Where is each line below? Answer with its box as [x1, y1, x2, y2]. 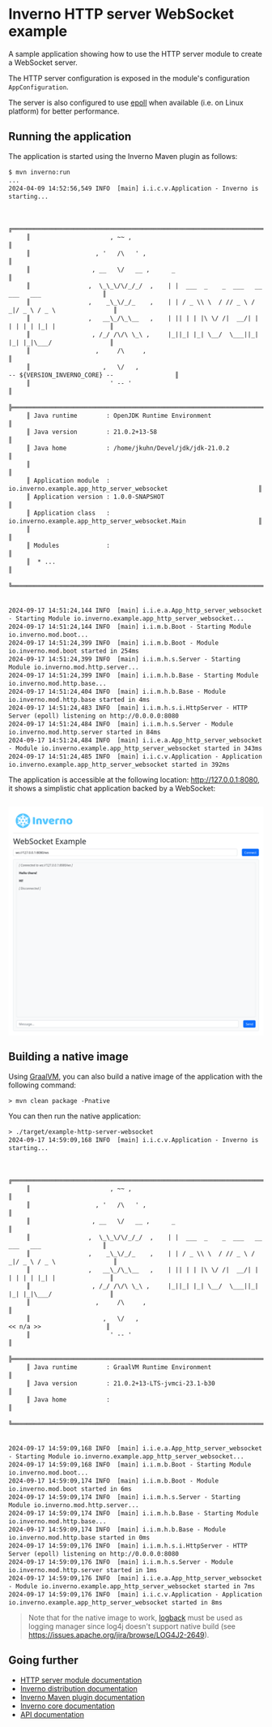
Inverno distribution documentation [19, 1683, 138, 1693]
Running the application [8, 130, 132, 144]
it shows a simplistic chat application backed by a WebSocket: [8, 783, 216, 793]
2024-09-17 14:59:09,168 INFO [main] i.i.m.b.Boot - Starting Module [8, 1460, 252, 1469]
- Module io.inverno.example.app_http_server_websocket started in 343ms [8, 744, 263, 752]
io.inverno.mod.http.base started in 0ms [8, 1533, 151, 1542]
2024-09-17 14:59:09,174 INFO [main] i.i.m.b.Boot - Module [8, 1476, 219, 1485]
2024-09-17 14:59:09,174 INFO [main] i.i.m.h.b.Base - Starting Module [8, 1509, 259, 1518]
